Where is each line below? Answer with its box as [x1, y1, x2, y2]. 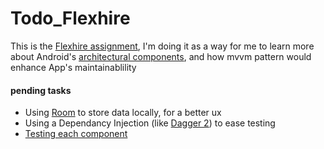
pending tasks [10, 84, 72, 96]
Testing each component [24, 128, 128, 140]
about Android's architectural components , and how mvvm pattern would [10, 50, 312, 62]
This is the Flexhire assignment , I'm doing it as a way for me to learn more [10, 40, 315, 52]
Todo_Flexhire [10, 7, 131, 30]
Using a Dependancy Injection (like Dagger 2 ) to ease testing [24, 117, 276, 129]
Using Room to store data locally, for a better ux [24, 107, 222, 119]
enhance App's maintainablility [10, 61, 137, 73]
